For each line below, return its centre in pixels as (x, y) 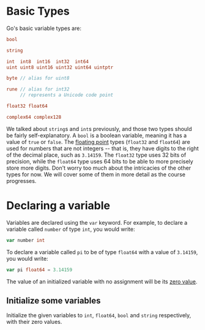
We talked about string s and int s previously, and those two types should (99, 129)
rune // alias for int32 (38, 89)
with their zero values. (34, 322)
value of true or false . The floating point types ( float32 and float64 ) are (99, 141)
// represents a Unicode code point (67, 95)
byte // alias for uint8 (38, 78)
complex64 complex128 (34, 117)
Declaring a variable (58, 206)
